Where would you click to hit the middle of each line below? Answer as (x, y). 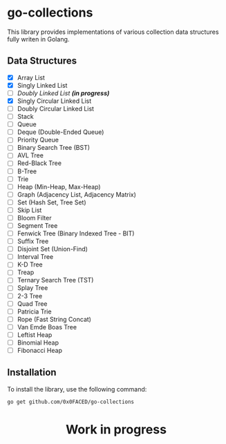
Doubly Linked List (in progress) (63, 93)
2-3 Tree (30, 296)
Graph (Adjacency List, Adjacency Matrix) (77, 194)
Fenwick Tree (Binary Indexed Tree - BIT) (76, 233)
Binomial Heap (38, 342)
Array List (31, 77)
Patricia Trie (34, 311)
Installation (32, 373)
